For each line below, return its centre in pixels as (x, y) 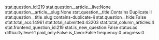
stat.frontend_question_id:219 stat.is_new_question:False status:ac (71, 27)
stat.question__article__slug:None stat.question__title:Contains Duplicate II (79, 12)
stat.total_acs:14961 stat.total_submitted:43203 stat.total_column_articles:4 (80, 22)
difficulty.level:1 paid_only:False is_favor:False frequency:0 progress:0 (75, 33)
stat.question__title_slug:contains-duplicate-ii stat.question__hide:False (76, 17)
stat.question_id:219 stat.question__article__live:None (58, 7)
